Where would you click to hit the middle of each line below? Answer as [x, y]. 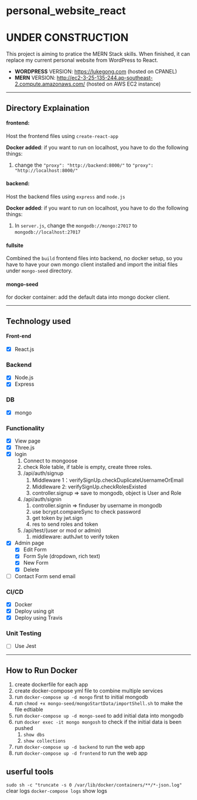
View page [28, 441]
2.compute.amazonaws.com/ [50, 84]
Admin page [29, 543]
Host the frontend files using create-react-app [62, 136]
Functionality [26, 428]
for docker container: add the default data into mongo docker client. [88, 297]
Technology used [39, 321]
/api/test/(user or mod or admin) [62, 531]
